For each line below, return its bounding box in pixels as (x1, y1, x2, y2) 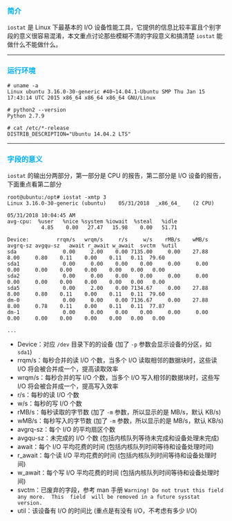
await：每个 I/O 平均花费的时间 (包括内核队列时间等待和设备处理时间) (17, 442, 214, 450)
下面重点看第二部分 (7, 180, 62, 188)
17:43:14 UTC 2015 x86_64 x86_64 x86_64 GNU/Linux (7, 94, 156, 101)
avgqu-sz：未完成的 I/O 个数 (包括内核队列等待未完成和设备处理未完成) (17, 434, 220, 442)
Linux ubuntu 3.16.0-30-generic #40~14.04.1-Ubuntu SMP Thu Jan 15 (7, 88, 206, 95)
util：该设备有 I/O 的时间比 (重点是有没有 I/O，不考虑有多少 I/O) (17, 506, 197, 515)
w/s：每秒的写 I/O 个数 (17, 399, 83, 408)
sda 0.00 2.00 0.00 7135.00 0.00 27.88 (7, 248, 209, 255)
